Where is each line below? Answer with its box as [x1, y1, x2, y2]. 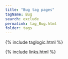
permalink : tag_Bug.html [5, 21, 57, 26]
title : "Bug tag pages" [5, 7, 55, 12]
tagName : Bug [5, 12, 32, 17]
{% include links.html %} [5, 49, 56, 55]
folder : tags [5, 26, 32, 31]
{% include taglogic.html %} [5, 39, 63, 45]
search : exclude [5, 16, 39, 21]
